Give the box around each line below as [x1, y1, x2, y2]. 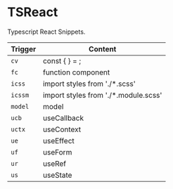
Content [89, 44, 117, 53]
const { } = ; [42, 56, 82, 65]
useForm [42, 147, 72, 157]
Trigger [11, 44, 37, 53]
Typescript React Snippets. [7, 27, 86, 36]
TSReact [7, 4, 58, 20]
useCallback [42, 113, 84, 123]
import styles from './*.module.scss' [42, 90, 162, 100]
